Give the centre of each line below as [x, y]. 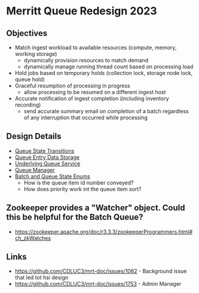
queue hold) [30, 79]
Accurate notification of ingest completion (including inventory [92, 98]
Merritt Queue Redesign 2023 [82, 11]
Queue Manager [35, 170]
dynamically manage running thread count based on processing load [108, 67]
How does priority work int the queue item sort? [82, 189]
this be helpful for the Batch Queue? [75, 217]
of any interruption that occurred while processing [86, 117]
